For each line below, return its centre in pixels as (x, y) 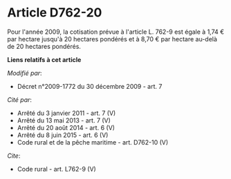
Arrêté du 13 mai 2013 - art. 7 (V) (64, 120)
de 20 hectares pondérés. (44, 46)
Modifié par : (25, 73)
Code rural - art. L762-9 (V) (57, 169)
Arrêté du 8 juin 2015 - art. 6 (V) (63, 135)
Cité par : (20, 99)
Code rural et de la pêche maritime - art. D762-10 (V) (93, 142)
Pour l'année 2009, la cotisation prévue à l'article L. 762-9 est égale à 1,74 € (116, 32)
